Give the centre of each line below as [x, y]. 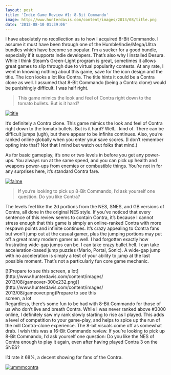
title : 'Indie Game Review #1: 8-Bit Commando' [57, 15]
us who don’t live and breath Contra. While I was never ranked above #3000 [86, 309]
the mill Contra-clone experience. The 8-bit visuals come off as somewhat [84, 326]
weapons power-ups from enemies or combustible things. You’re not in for [84, 166]
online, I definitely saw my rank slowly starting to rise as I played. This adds [85, 315]
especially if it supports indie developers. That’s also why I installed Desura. [85, 55]
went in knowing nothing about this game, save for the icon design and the [84, 72]
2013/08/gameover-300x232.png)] [42, 282]
